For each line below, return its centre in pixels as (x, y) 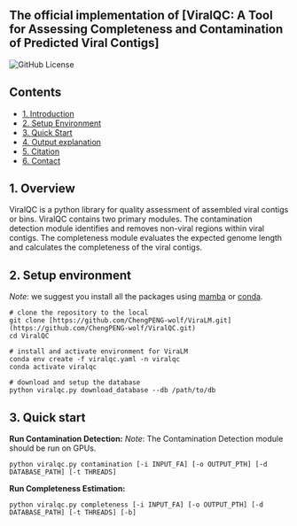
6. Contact (41, 160)
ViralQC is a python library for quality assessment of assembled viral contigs (149, 210)
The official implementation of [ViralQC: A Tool (141, 15)
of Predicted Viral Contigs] (84, 43)
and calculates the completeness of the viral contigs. (106, 247)
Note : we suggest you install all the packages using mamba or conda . (136, 297)
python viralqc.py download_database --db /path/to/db (113, 391)
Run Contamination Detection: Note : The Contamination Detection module (146, 439)
